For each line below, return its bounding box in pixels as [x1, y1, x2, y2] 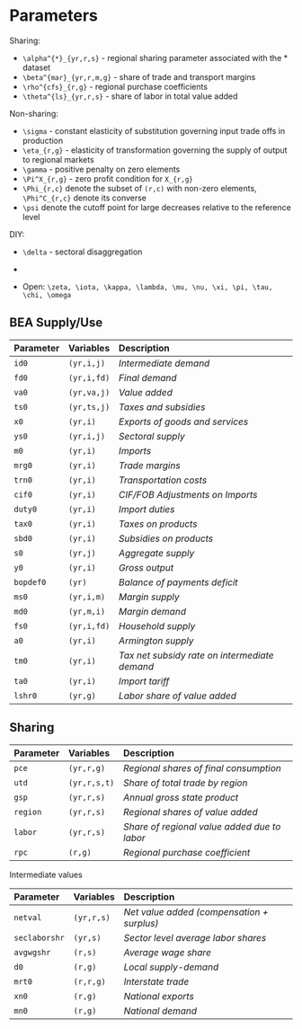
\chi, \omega [22, 290, 72, 299]
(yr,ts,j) [67, 402, 111, 412]
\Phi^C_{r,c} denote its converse [22, 192, 147, 203]
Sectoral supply [118, 430, 186, 442]
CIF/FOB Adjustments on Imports [118, 488, 258, 501]
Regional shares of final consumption [122, 761, 281, 774]
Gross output [118, 561, 173, 573]
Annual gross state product [122, 791, 239, 803]
